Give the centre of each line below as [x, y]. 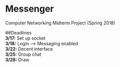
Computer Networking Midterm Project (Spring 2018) [60, 23]
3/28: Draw [17, 59]
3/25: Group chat [23, 54]
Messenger [30, 9]
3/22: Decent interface [29, 49]
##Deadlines [18, 32]
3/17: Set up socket [25, 38]
